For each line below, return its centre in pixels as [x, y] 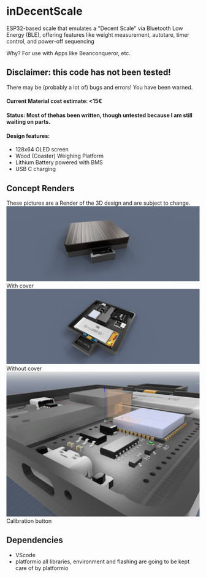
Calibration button [29, 521]
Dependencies [35, 540]
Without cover [24, 368]
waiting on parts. [29, 121]
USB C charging [36, 169]
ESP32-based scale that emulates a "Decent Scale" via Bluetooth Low [95, 28]
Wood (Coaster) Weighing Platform [59, 156]
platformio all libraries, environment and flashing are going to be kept [102, 561]
